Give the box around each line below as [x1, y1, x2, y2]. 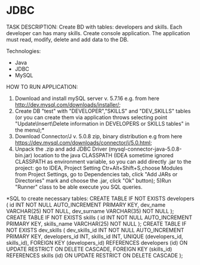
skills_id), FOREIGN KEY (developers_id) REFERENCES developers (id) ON [6, 239, 188, 246]
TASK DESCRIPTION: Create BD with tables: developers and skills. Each [6, 23, 183, 30]
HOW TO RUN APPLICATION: [6, 83, 78, 90]
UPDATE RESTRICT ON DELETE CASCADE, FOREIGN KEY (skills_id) [6, 245, 173, 252]
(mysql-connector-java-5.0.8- [108, 145, 182, 152]
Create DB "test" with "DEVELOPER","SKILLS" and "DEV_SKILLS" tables [14, 107, 191, 114]
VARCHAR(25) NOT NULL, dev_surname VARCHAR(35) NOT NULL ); [6, 207, 174, 214]
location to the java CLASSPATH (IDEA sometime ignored [33, 151, 174, 158]
